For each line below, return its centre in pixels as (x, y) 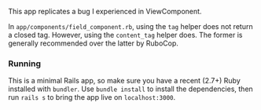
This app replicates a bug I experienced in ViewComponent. (105, 11)
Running (25, 64)
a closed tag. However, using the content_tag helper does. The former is (125, 35)
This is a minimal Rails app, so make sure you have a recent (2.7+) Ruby (125, 81)
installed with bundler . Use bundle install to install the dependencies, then (130, 89)
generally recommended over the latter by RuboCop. (94, 43)
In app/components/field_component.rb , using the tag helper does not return (130, 26)
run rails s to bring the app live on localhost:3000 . (92, 97)
